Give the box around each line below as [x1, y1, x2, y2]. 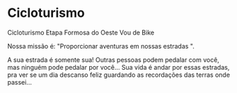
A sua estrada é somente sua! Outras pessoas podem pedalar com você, [7, 55, 219, 64]
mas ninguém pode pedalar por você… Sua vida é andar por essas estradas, [7, 63, 230, 71]
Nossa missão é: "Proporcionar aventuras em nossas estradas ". [7, 42, 195, 50]
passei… [7, 77, 33, 86]
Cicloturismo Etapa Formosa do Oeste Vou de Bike [7, 28, 154, 37]
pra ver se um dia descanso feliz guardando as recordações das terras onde [7, 70, 231, 79]
